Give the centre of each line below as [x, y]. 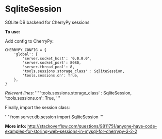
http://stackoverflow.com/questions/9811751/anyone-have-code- [92, 126]
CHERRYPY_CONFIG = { [26, 50]
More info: [16, 126]
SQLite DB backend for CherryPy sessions [47, 22]
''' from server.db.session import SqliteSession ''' [54, 117]
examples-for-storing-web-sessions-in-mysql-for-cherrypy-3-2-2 [71, 131]
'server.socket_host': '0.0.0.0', [57, 58]
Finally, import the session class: [38, 107]
